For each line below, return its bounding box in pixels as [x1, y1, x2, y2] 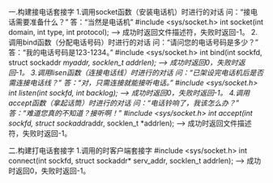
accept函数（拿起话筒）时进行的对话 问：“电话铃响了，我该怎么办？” [8, 98, 240, 108]
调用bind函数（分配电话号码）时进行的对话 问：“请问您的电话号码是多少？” [8, 37, 259, 47]
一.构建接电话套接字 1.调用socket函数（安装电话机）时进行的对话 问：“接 [8, 7, 251, 16]
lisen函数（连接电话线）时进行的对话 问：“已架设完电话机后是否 [51, 68, 264, 77]
